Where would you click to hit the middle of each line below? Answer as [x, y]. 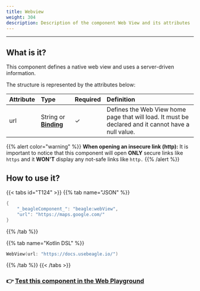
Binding [52, 125]
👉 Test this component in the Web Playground [75, 281]
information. [21, 73]
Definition [121, 100]
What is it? [26, 52]
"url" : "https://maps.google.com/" [61, 214]
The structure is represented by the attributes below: [71, 85]
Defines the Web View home [146, 110]
